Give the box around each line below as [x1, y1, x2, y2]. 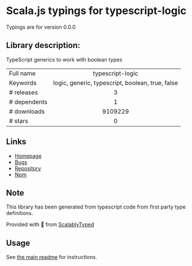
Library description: [6, 40, 80, 50]
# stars [9, 117, 28, 125]
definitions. [6, 210, 33, 217]
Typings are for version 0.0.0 [6, 23, 76, 30]
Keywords [9, 79, 37, 87]
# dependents [9, 98, 48, 106]
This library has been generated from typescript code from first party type [6, 203, 186, 210]
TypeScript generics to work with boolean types [6, 56, 123, 63]
